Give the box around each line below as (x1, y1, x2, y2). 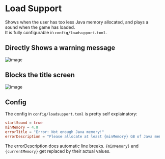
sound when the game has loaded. (5, 24, 75, 30)
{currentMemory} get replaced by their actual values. (5, 148, 110, 154)
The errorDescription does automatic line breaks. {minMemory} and (5, 143, 139, 149)
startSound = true (5, 120, 43, 125)
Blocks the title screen (5, 71, 75, 79)
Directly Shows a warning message (5, 44, 115, 52)
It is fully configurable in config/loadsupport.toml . (5, 29, 107, 35)
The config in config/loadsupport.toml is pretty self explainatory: (5, 111, 137, 117)
